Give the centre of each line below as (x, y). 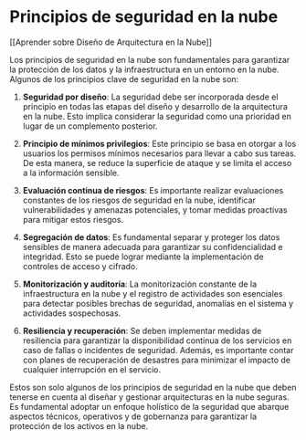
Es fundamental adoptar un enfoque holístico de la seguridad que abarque (149, 406)
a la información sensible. (71, 173)
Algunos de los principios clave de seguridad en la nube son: (124, 79)
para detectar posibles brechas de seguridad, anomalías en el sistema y (158, 303)
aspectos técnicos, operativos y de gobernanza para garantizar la (133, 416)
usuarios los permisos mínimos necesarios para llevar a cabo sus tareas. (159, 153)
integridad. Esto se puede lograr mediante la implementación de (143, 257)
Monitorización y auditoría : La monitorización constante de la (140, 284)
